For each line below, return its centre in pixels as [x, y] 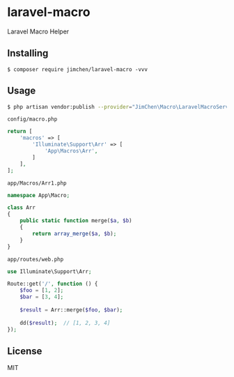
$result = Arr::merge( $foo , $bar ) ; [71, 310]
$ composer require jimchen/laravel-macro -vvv [78, 69]
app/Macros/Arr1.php [37, 183]
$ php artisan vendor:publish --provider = [70, 107]
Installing [28, 53]
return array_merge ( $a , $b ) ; [75, 233]
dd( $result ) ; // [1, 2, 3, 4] [65, 323]
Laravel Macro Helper [38, 31]
